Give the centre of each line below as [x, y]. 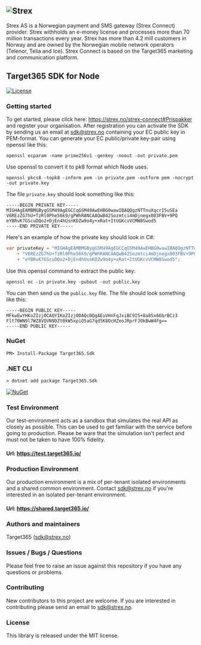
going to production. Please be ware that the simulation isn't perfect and [95, 433]
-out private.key [28, 183]
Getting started [29, 106]
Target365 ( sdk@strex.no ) [39, 537]
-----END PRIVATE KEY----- [40, 226]
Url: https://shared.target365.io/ [48, 508]
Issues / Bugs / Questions [44, 553]
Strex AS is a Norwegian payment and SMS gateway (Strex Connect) [91, 25]
